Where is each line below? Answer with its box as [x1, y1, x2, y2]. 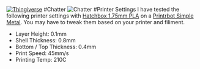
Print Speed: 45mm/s [15, 50, 69, 57]
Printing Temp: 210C [15, 56, 67, 63]
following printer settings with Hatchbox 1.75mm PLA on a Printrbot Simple [6, 12, 194, 19]
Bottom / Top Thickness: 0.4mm [15, 43, 97, 50]
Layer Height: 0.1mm [15, 30, 67, 38]
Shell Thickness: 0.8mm [15, 37, 76, 44]
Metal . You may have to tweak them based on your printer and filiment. [6, 19, 185, 25]
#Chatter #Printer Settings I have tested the [43, 6, 179, 13]
